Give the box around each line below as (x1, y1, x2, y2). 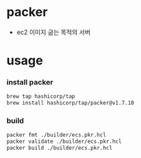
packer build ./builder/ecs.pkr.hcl (6, 145, 113, 152)
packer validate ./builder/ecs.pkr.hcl (6, 138, 122, 146)
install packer (6, 78, 53, 87)
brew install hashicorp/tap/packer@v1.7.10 (6, 100, 135, 107)
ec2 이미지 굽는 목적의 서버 (16, 28, 91, 36)
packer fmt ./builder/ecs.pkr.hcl (6, 132, 107, 139)
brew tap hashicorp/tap (6, 93, 76, 100)
